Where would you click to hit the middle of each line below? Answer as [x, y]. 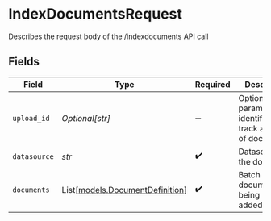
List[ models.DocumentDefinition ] [125, 190]
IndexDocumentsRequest [96, 14]
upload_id [31, 118]
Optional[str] [86, 118]
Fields [24, 62]
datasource [33, 156]
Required [213, 84]
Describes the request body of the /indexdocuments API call [108, 36]
